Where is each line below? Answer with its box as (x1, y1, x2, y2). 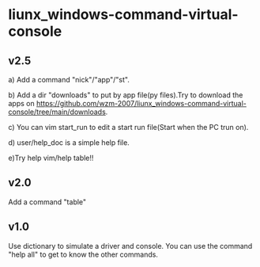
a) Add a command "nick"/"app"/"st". (8, 75, 130, 84)
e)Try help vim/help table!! (8, 153, 94, 162)
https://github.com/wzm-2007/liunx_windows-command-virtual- (36, 99, 247, 108)
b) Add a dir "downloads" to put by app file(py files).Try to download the (8, 90, 243, 100)
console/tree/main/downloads (8, 107, 107, 116)
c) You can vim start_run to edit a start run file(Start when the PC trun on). (8, 123, 249, 132)
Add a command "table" (8, 196, 87, 207)
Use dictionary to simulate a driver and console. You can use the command (8, 241, 253, 250)
